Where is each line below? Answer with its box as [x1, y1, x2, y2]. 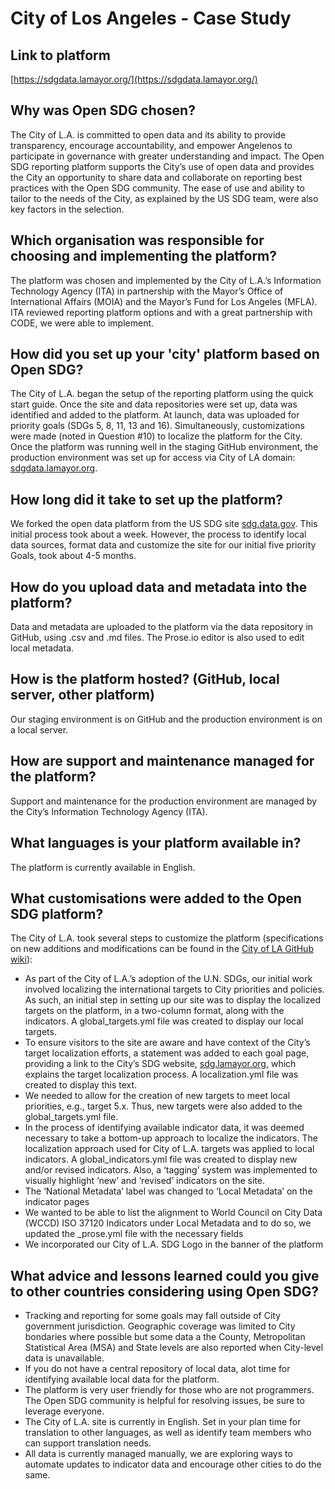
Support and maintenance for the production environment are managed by [10, 795, 318, 807]
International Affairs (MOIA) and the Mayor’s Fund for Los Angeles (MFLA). [10, 295, 318, 307]
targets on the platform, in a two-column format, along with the [24, 1005, 285, 1017]
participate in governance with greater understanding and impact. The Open [10, 150, 325, 162]
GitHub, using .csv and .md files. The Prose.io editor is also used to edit [10, 632, 305, 644]
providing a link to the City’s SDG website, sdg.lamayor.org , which [24, 1058, 297, 1070]
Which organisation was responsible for [10, 232, 265, 249]
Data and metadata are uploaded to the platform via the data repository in [10, 621, 314, 633]
